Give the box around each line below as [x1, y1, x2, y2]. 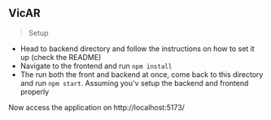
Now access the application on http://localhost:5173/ [8, 102, 186, 112]
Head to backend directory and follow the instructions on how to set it [20, 44, 255, 54]
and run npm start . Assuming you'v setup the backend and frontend [20, 78, 249, 88]
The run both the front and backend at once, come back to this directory [20, 69, 264, 79]
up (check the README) [20, 52, 102, 62]
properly [20, 87, 50, 96]
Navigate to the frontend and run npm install [20, 61, 173, 71]
